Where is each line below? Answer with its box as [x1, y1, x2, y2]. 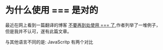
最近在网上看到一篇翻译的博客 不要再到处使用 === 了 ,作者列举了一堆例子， [5, 22, 160, 28]
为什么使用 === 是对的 [5, 4, 98, 16]
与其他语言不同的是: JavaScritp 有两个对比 [5, 38, 93, 45]
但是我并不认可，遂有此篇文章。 [5, 28, 72, 34]
